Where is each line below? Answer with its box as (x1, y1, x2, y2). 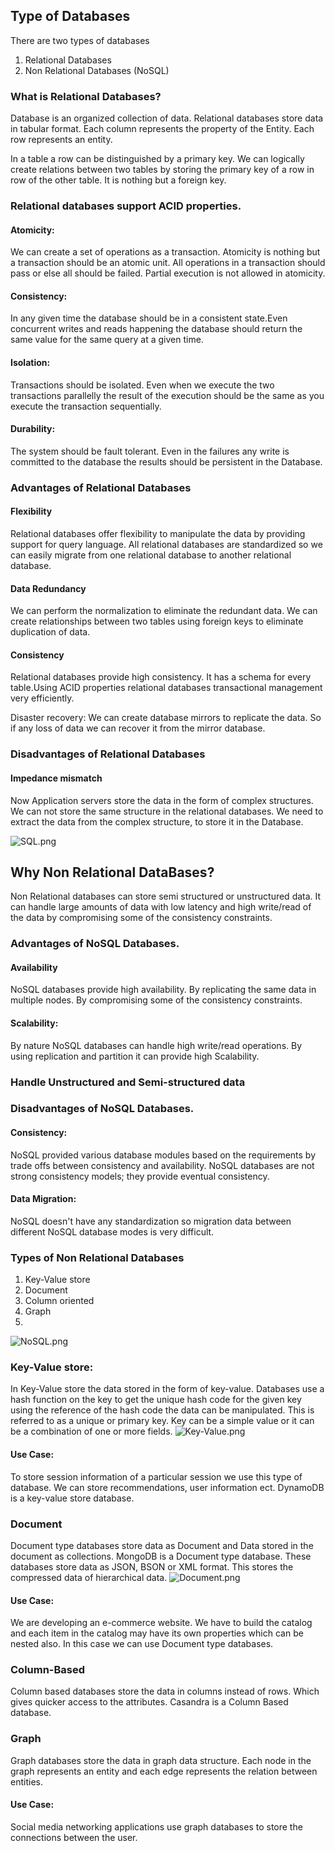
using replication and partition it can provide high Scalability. (10, 1050, 260, 1062)
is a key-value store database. (10, 1492, 135, 1504)
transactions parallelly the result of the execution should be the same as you (10, 389, 325, 401)
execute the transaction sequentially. (10, 400, 162, 412)
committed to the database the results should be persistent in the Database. (10, 455, 323, 468)
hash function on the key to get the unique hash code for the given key (10, 1394, 302, 1406)
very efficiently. (10, 692, 75, 704)
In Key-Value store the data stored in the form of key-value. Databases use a (10, 1383, 325, 1395)
